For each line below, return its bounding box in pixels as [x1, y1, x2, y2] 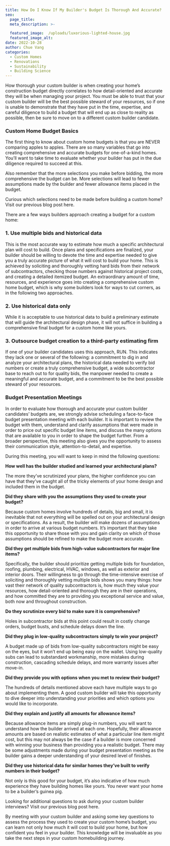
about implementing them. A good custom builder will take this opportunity [5, 690, 161, 696]
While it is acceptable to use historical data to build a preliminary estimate [5, 314, 159, 320]
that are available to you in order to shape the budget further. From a [5, 432, 148, 438]
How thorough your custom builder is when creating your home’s [5, 82, 141, 89]
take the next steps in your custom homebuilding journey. [5, 835, 125, 841]
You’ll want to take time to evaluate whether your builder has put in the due [5, 155, 161, 161]
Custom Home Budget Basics [5, 127, 78, 134]
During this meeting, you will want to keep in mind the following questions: [5, 453, 160, 459]
